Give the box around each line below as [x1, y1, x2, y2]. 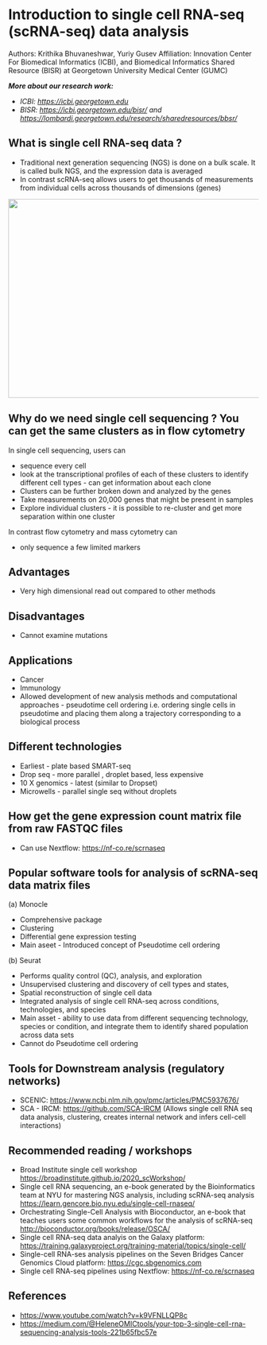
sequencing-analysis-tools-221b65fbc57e [19, 1327, 157, 1337]
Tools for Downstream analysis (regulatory [8, 1062, 225, 1075]
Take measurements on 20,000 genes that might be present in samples [19, 495, 253, 504]
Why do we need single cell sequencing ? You [8, 412, 240, 426]
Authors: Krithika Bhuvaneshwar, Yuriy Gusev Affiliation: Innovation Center [8, 49, 252, 58]
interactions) [19, 1121, 62, 1130]
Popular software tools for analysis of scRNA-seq [8, 866, 258, 880]
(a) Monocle [8, 900, 48, 909]
